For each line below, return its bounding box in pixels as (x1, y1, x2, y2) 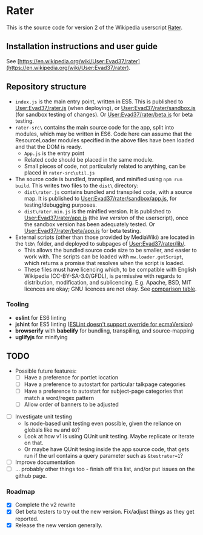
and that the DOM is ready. (15, 143, 82, 150)
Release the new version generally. (15, 521, 103, 529)
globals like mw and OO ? (24, 426, 80, 433)
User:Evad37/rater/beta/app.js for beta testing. (24, 227, 141, 234)
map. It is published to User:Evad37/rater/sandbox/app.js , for (24, 195, 177, 202)
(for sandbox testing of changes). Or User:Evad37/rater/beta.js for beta (15, 111, 193, 118)
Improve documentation (15, 458, 75, 466)
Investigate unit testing (15, 413, 72, 420)
